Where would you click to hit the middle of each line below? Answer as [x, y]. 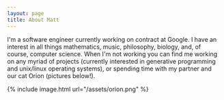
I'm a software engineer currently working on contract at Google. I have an [112, 39]
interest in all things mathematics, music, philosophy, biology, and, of [104, 47]
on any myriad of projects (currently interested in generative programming [112, 61]
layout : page [26, 13]
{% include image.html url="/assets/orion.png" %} [78, 89]
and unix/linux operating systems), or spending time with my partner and [109, 68]
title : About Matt [33, 20]
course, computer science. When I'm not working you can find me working [112, 54]
